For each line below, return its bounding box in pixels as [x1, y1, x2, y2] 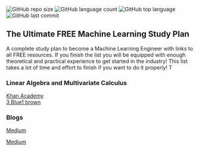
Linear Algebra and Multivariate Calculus [6, 78, 127, 87]
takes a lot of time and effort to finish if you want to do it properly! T [6, 64, 173, 71]
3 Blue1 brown [6, 99, 41, 106]
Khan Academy [6, 92, 44, 99]
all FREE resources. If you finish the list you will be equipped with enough [6, 51, 186, 58]
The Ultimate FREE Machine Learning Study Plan [6, 29, 189, 39]
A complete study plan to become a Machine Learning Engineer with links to [6, 45, 194, 52]
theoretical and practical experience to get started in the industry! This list [6, 57, 188, 65]
